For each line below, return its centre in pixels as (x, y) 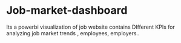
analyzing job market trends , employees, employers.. (73, 33)
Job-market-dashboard (67, 10)
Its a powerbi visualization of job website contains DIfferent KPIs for (91, 27)
